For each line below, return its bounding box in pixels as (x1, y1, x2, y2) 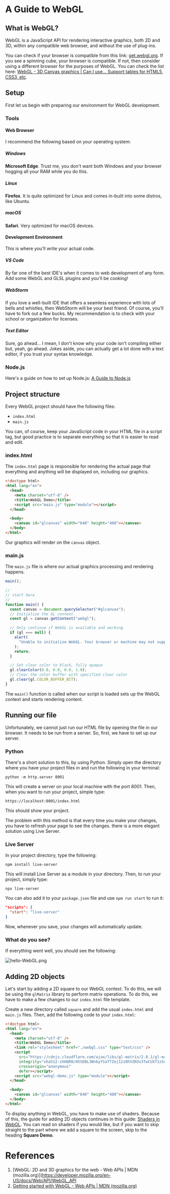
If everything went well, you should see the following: (5, 947, 116, 954)
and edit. (5, 439, 24, 445)
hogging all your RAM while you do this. (5, 168, 88, 174)
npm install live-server (5, 862, 58, 867)
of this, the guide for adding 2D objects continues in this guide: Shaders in (5, 1116, 160, 1122)
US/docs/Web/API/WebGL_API (12, 1177, 77, 1183)
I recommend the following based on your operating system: (5, 138, 131, 145)
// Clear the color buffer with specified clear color (10, 672, 128, 678)
